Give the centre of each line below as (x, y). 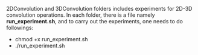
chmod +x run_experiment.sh (51, 39)
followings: (20, 27)
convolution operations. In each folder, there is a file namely (81, 15)
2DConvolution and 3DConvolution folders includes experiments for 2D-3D (99, 9)
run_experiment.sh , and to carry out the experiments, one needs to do (94, 21)
